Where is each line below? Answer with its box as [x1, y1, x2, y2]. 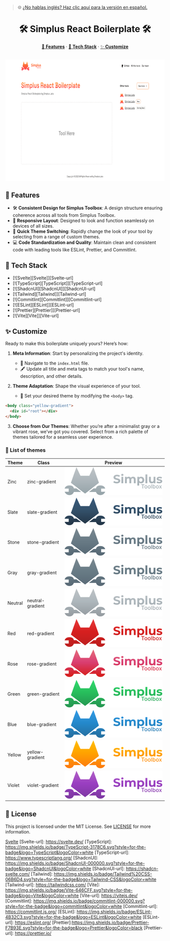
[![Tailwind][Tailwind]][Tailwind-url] [12, 291, 87, 297]
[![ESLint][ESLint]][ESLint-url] [12, 302, 74, 308]
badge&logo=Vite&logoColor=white [5, 892, 79, 898]
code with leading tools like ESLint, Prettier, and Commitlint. [12, 246, 137, 252]
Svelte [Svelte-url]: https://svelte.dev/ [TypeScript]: [5, 839, 112, 845]
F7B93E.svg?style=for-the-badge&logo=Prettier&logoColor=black [5, 925, 143, 931]
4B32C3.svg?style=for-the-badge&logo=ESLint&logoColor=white [5, 914, 142, 920]
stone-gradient [27, 539, 59, 546]
